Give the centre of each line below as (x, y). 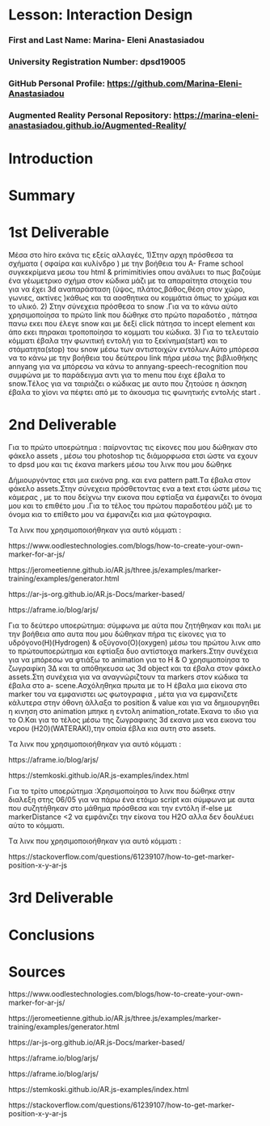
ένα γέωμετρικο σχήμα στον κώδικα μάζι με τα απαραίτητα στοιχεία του (130, 281)
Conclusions (52, 935)
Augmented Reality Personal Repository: (90, 115)
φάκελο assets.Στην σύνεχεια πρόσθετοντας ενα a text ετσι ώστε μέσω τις (135, 489)
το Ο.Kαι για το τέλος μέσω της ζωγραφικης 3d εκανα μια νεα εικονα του (133, 720)
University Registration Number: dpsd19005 (97, 62)
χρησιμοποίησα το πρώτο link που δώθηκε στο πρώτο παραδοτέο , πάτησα (133, 315)
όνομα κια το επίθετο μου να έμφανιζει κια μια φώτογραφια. (110, 515)
